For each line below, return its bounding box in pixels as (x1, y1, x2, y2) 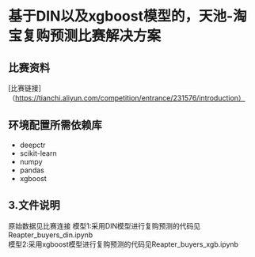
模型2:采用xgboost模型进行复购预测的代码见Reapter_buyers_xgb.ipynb (8, 239, 239, 249)
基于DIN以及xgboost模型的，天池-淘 (8, 7, 247, 25)
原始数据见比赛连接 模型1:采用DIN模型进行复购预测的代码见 (8, 221, 201, 230)
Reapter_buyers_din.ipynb (8, 230, 93, 240)
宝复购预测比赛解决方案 (8, 27, 162, 45)
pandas (19, 165, 45, 175)
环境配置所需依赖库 (8, 119, 102, 132)
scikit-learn (19, 148, 57, 158)
